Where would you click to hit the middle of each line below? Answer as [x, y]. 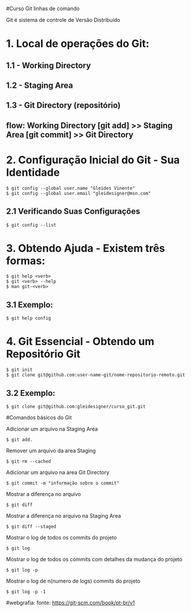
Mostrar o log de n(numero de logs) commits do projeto [73, 581]
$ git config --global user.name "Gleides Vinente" [71, 188]
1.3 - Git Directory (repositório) [63, 105]
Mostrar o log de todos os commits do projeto [61, 537]
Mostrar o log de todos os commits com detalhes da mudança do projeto [94, 559]
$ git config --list [31, 225]
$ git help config [29, 318]
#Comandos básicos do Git [39, 417]
